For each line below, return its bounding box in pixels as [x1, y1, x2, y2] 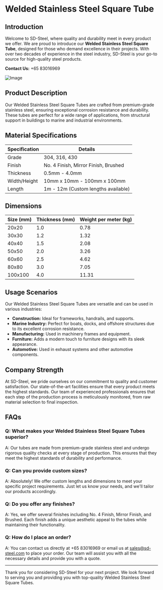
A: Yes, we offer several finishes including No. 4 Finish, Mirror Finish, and [5, 511, 151, 517]
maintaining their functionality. [5, 522, 65, 528]
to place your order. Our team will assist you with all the [26, 550, 137, 556]
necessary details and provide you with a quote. [5, 555, 101, 561]
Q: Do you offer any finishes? [5, 500, 75, 507]
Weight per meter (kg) [80, 216, 132, 223]
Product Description [5, 89, 67, 97]
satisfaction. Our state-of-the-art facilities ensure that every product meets [5, 384, 155, 390]
